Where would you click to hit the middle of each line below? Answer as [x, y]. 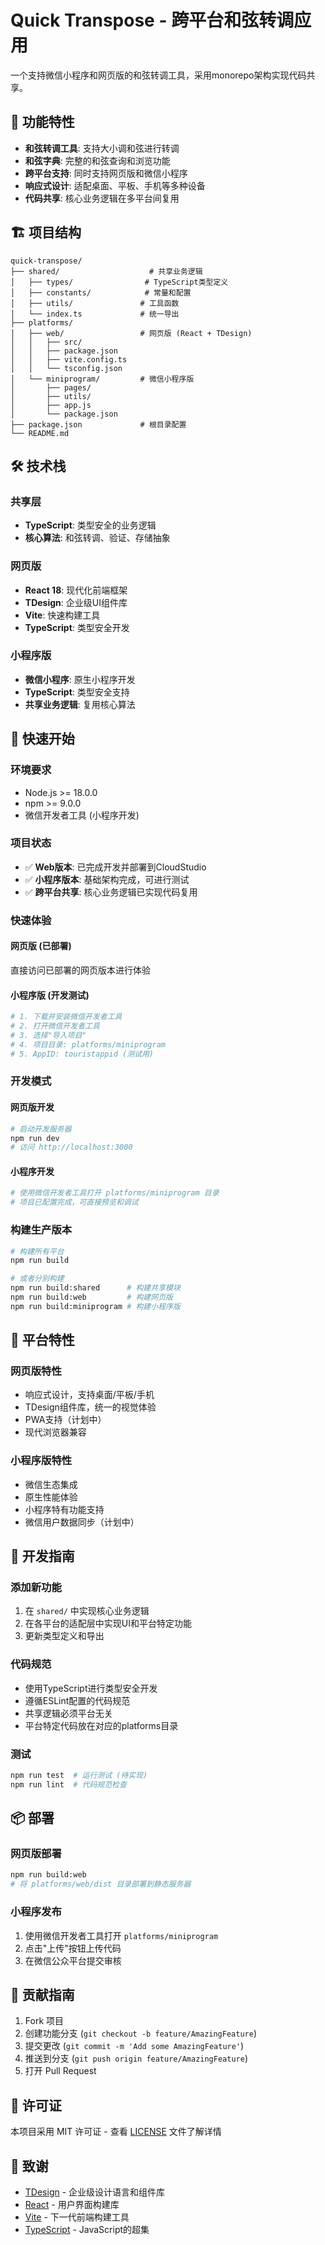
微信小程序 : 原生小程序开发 [80, 679]
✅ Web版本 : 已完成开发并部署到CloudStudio [115, 867]
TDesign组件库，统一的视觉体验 [90, 1407]
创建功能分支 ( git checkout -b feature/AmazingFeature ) [140, 2033]
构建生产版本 [41, 1230]
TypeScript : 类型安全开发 [77, 627]
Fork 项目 [44, 2021]
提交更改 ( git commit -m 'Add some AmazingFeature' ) [134, 2046]
